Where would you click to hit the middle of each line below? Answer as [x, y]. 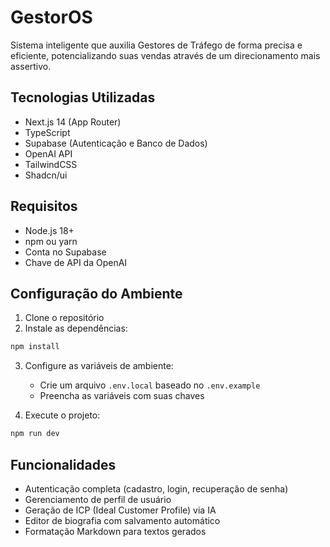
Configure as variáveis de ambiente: [99, 366]
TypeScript [47, 132]
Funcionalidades [63, 464]
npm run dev [35, 434]
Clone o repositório [64, 318]
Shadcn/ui [46, 175]
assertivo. [31, 66]
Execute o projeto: [62, 415]
